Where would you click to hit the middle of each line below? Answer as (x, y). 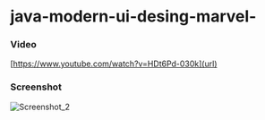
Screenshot (36, 87)
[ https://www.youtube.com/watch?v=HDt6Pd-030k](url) (114, 64)
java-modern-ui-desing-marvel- (133, 17)
